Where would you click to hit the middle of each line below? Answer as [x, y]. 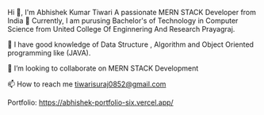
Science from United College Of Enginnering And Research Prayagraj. [121, 29]
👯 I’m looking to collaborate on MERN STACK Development [103, 68]
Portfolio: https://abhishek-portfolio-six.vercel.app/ [90, 102]
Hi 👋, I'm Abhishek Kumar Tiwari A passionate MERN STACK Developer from [132, 12]
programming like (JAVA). [49, 53]
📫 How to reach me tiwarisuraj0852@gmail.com [87, 84]
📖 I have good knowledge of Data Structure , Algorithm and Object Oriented [131, 44]
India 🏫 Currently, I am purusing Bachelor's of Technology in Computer [123, 21]
